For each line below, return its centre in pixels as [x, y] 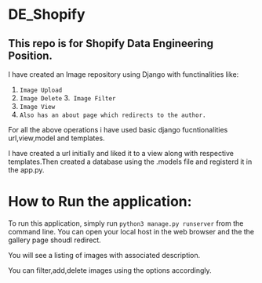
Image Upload [41, 90]
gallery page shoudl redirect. [55, 240]
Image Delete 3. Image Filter [67, 98]
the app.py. [26, 170]
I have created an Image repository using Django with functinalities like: [124, 74]
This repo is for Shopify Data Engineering [111, 44]
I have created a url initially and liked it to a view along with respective [121, 153]
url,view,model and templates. [56, 138]
